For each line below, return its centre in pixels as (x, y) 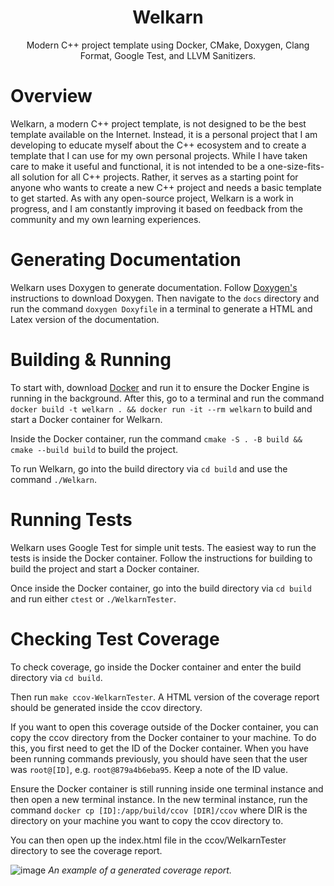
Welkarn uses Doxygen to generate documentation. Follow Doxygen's (154, 287)
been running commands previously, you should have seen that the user (159, 758)
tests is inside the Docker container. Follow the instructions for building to (161, 558)
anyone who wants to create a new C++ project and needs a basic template (166, 187)
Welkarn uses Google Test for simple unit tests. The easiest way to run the (163, 547)
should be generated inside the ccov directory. (106, 707)
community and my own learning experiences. (106, 219)
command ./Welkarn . (54, 479)
